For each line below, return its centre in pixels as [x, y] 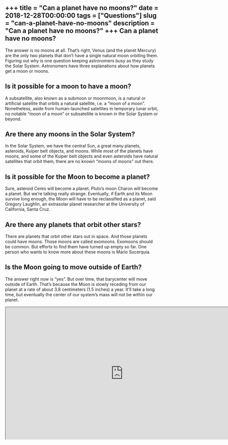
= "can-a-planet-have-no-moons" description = [80, 23]
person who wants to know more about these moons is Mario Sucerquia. [78, 252]
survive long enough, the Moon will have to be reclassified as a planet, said [80, 199]
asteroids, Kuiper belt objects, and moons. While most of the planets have [79, 151]
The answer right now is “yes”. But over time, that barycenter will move [76, 279]
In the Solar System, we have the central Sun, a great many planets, [73, 146]
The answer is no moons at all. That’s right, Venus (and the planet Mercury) [81, 50]
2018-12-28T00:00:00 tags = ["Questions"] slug [81, 16]
